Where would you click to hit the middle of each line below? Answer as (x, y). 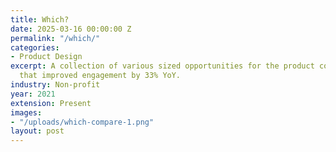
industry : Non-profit (55, 85)
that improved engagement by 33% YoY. (100, 76)
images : (26, 112)
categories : (35, 47)
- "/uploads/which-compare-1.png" (82, 122)
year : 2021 (33, 94)
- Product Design (46, 57)
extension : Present (51, 103)
